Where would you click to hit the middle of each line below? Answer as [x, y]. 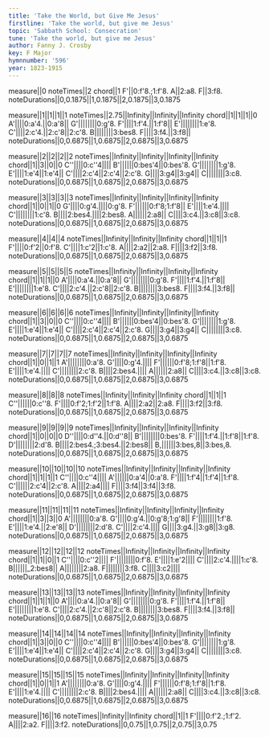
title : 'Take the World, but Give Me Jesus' [84, 16]
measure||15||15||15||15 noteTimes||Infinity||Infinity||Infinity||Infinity [119, 674]
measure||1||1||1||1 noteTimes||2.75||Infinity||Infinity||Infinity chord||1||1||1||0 [133, 115]
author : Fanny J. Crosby [50, 46]
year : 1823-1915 [35, 68]
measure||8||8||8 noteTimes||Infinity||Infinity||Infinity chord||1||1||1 [117, 395]
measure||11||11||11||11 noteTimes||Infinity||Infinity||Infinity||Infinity [116, 510]
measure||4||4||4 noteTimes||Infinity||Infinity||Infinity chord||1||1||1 [118, 239]
